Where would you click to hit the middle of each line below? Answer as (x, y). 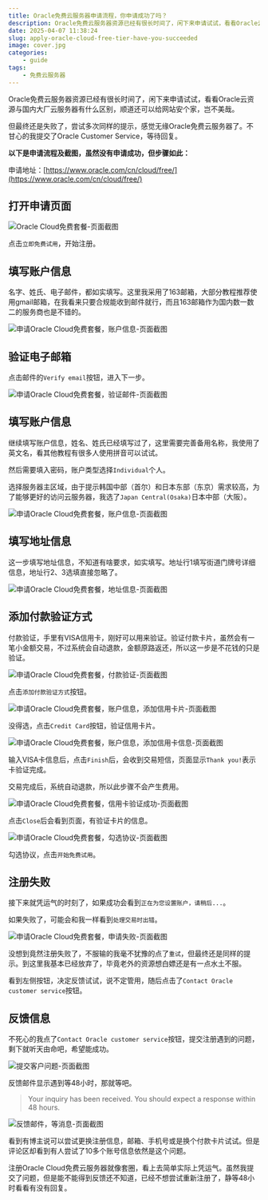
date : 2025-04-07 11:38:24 (53, 30)
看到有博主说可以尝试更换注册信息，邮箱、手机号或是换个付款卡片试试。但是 (134, 1141)
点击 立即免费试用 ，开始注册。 (54, 244)
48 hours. (44, 1107)
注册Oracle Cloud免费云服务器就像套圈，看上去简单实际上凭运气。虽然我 (128, 1168)
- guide (35, 61)
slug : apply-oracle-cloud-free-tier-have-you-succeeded (103, 38)
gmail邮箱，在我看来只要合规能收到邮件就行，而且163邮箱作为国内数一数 (134, 302)
